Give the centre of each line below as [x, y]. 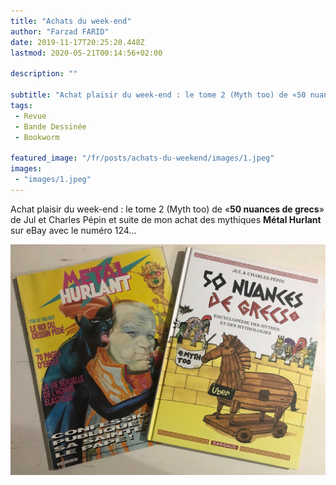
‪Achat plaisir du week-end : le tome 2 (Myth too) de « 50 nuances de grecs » [167, 209]
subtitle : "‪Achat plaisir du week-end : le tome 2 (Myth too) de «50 [158, 95]
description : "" [44, 74]
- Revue [30, 116]
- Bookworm [37, 137]
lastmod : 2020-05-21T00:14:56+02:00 [86, 53]
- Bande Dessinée [50, 126]
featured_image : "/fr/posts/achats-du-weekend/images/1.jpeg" [142, 158]
